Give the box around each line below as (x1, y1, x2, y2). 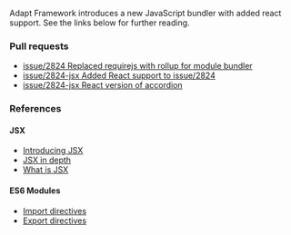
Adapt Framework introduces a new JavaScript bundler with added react (9, 8, 282, 18)
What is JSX (22, 164, 69, 175)
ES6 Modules (9, 185, 61, 196)
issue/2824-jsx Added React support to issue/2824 (22, 70, 216, 81)
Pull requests (9, 40, 69, 53)
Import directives (22, 205, 87, 216)
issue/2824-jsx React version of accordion (22, 80, 184, 91)
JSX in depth (22, 154, 71, 166)
